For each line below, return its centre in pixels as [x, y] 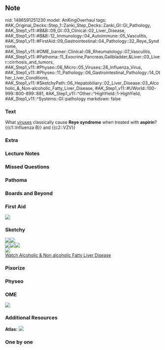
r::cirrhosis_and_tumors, [30, 62]
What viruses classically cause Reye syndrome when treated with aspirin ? [81, 122]
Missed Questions [27, 166]
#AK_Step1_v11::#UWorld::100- [126, 88]
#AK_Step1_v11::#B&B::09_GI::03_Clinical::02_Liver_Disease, [66, 30]
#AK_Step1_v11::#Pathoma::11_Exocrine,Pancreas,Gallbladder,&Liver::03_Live [82, 57]
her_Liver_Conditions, [27, 78]
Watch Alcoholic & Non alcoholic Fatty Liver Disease [58, 255]
